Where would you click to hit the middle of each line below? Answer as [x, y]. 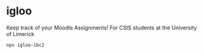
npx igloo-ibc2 [25, 45]
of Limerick [20, 34]
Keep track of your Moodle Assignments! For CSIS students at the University [101, 28]
